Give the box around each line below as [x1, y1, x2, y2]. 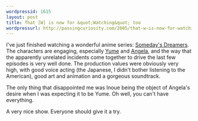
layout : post [6, 14, 38, 20]
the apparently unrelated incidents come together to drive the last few [6, 54, 176, 61]
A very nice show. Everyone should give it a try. [6, 108, 121, 115]
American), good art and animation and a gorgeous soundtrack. [6, 73, 161, 80]
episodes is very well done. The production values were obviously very [6, 60, 179, 67]
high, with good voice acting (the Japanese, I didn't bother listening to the [6, 66, 186, 74]
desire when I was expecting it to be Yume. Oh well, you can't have [6, 90, 169, 97]
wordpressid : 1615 [6, 8, 51, 15]
